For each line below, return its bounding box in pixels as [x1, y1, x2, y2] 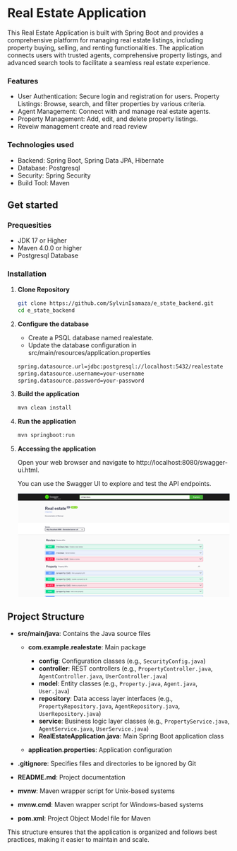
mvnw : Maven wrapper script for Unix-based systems [17, 787, 175, 795]
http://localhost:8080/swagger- [136, 458, 228, 467]
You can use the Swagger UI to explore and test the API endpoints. [17, 480, 212, 488]
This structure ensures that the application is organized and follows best [7, 828, 217, 836]
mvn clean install [17, 405, 72, 412]
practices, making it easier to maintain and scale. [7, 835, 150, 844]
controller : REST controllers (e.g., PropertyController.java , [38, 664, 213, 673]
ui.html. [17, 465, 40, 475]
